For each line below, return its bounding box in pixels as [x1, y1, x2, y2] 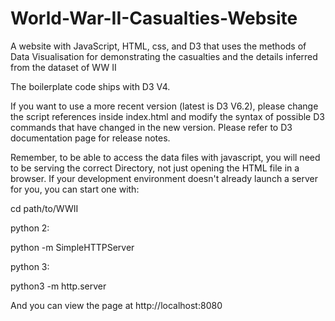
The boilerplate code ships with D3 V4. [10, 80, 171, 92]
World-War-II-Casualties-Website [10, 7, 298, 30]
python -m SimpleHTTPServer [10, 241, 135, 253]
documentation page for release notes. [10, 132, 171, 144]
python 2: [10, 222, 50, 234]
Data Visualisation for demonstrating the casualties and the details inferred [10, 50, 318, 62]
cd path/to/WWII [10, 202, 79, 214]
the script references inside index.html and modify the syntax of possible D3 [10, 110, 325, 122]
